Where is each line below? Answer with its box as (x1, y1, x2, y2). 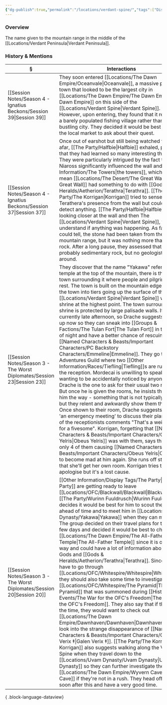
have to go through (59, 564, 103, 570)
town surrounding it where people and (59, 276, 148, 283)
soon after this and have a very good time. (59, 681, 158, 688)
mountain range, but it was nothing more (59, 237, 154, 244)
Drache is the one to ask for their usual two (59, 382, 160, 389)
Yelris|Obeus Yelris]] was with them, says (59, 437, 156, 444)
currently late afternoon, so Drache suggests (59, 313, 164, 320)
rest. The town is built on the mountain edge (59, 282, 162, 289)
